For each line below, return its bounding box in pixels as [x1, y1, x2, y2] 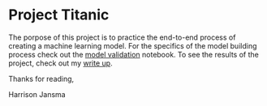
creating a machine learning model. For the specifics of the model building [8, 40, 257, 50]
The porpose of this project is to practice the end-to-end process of [8, 32, 236, 42]
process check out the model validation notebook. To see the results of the [8, 49, 260, 59]
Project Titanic [8, 6, 110, 24]
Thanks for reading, [8, 74, 75, 83]
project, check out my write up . [8, 58, 113, 68]
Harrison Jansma [8, 89, 67, 99]
